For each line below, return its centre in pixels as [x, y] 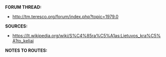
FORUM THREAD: [23, 7]
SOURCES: [17, 26]
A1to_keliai [23, 41]
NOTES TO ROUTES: [26, 50]
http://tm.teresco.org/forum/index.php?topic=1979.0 [65, 16]
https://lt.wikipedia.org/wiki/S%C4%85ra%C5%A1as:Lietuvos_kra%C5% [86, 36]
